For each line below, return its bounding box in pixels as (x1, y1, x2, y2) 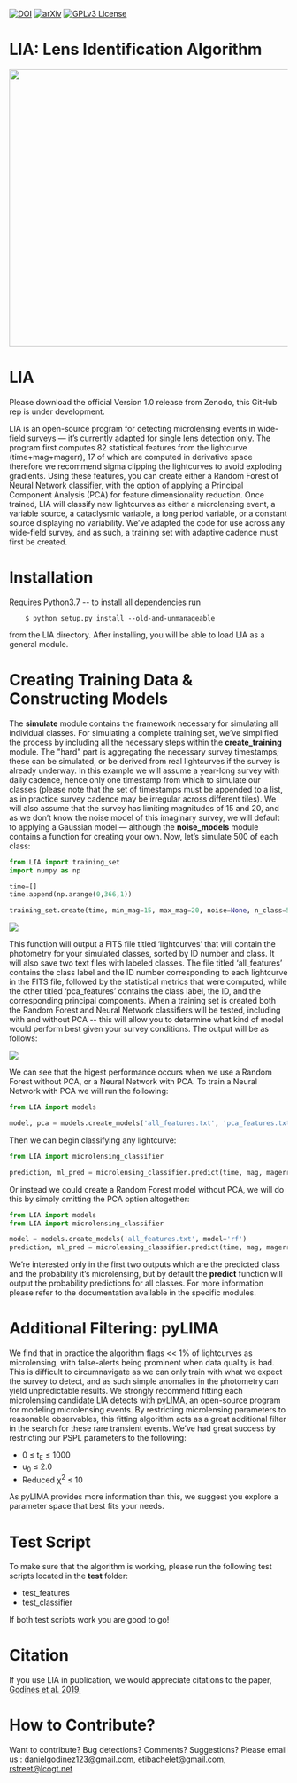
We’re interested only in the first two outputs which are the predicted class (9, 1259, 280, 1270)
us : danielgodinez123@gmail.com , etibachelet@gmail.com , (9, 1754, 226, 1764)
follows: (9, 1033, 38, 1044)
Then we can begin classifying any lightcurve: (9, 1135, 177, 1146)
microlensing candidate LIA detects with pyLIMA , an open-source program (9, 1395, 281, 1405)
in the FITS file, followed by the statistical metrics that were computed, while (9, 976, 287, 988)
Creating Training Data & (9, 670, 193, 690)
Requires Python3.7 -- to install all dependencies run (9, 597, 202, 607)
